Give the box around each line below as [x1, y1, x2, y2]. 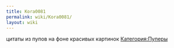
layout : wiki [6, 19, 38, 25]
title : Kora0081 [6, 8, 46, 15]
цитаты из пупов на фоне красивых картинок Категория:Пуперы [6, 36, 168, 43]
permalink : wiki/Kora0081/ [6, 14, 72, 20]
